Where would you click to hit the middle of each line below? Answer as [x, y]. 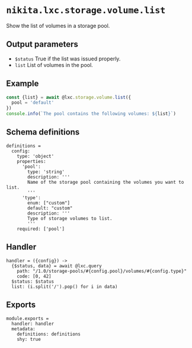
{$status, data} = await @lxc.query [57, 266]
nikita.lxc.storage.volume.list [86, 10]
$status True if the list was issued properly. [68, 59]
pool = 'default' [33, 103]
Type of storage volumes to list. [70, 218]
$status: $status [33, 281]
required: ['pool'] [41, 229]
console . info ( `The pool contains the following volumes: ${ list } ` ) [91, 114]
